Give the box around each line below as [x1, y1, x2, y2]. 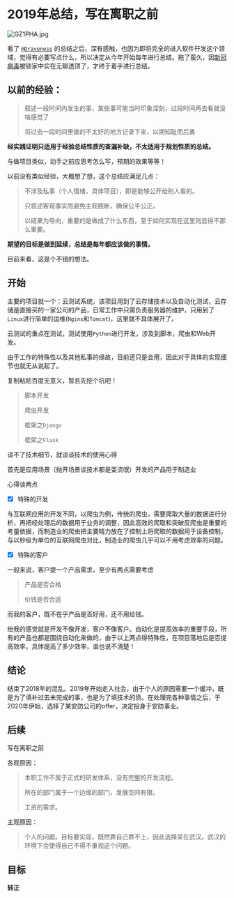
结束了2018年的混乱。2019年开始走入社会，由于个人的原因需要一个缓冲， [7, 684, 218, 692]
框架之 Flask [24, 435, 59, 443]
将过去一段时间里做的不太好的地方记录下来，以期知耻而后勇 [24, 127, 196, 136]
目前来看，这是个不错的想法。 [7, 254, 93, 263]
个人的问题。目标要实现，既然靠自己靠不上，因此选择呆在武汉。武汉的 [24, 832, 226, 841]
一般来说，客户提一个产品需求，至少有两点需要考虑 [7, 565, 154, 574]
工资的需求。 [24, 803, 61, 812]
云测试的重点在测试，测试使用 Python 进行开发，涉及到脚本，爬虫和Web [7, 329, 210, 337]
